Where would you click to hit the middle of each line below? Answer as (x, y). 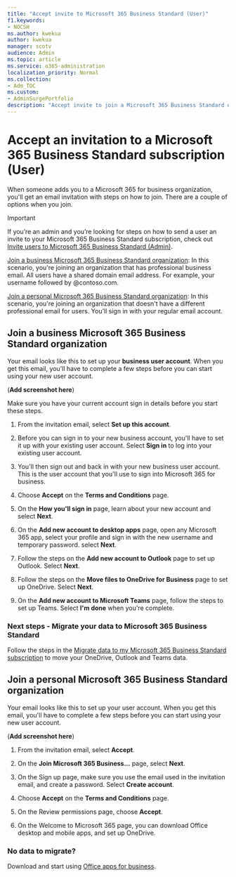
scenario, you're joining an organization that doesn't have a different (106, 304)
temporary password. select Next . (67, 545)
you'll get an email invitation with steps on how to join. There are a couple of (118, 197)
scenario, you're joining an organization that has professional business (110, 267)
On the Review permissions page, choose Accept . (90, 812)
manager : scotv (29, 46)
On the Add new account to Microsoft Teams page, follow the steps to (120, 600)
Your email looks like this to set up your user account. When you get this (112, 708)
